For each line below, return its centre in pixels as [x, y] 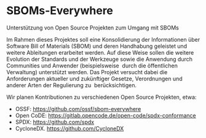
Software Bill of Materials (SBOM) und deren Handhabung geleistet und [97, 46]
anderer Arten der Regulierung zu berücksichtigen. [72, 85]
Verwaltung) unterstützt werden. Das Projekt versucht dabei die [87, 72]
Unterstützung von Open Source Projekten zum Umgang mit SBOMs [93, 28]
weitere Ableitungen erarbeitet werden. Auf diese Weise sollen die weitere [100, 52]
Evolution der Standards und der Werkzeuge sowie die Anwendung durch [99, 59]
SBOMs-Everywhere [60, 11]
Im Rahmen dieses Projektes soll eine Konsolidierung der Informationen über [103, 39]
